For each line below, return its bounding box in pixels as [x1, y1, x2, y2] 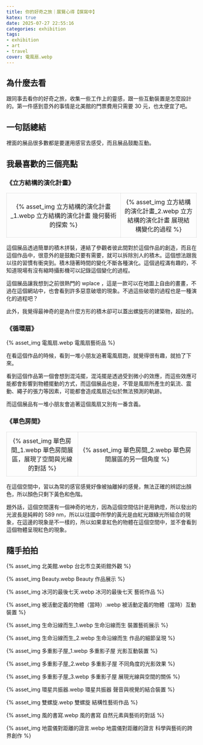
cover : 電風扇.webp [6, 54, 53, 60]
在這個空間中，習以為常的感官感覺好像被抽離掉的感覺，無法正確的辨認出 [6, 483, 186, 490]
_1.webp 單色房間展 [17, 446, 74, 454]
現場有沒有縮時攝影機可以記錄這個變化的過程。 [16, 267, 134, 274]
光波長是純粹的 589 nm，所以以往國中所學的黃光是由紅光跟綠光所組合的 [6, 511, 186, 518]
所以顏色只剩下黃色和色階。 [16, 490, 86, 497]
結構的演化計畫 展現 [127, 216, 184, 224]
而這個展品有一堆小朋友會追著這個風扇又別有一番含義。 [6, 400, 144, 408]
